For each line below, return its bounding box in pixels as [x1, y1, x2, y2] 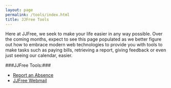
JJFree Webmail [12, 77, 47, 84]
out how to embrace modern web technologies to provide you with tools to [5, 42, 163, 48]
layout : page [5, 7, 33, 13]
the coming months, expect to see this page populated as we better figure [5, 36, 162, 42]
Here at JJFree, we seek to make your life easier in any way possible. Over [5, 31, 163, 37]
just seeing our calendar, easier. [5, 52, 73, 58]
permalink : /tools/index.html [5, 12, 70, 17]
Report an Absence [12, 72, 54, 78]
